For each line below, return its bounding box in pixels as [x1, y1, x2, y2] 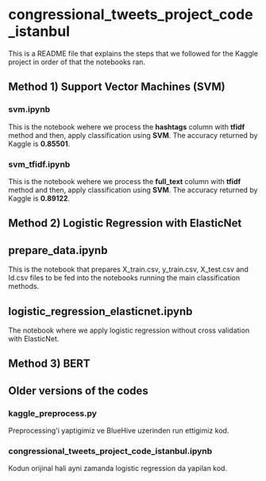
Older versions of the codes [8, 383, 148, 398]
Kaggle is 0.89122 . [8, 193, 70, 203]
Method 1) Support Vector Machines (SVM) [8, 80, 226, 94]
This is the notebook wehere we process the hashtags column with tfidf [8, 121, 245, 132]
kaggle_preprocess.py [8, 407, 98, 418]
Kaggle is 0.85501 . [8, 139, 71, 148]
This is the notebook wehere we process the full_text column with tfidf [8, 176, 241, 186]
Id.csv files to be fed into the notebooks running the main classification [8, 273, 241, 283]
